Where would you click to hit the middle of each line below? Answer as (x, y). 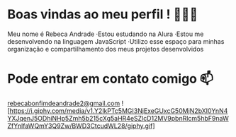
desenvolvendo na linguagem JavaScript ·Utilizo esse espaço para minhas (116, 41)
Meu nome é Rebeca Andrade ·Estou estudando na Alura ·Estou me (106, 34)
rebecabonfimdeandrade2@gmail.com (64, 103)
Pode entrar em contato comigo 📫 (111, 79)
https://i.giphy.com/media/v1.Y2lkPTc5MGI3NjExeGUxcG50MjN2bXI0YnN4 (119, 111)
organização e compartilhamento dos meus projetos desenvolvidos (106, 49)
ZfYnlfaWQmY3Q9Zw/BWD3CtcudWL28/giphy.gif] (81, 126)
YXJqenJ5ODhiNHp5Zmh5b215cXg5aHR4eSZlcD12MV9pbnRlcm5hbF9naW (118, 118)
